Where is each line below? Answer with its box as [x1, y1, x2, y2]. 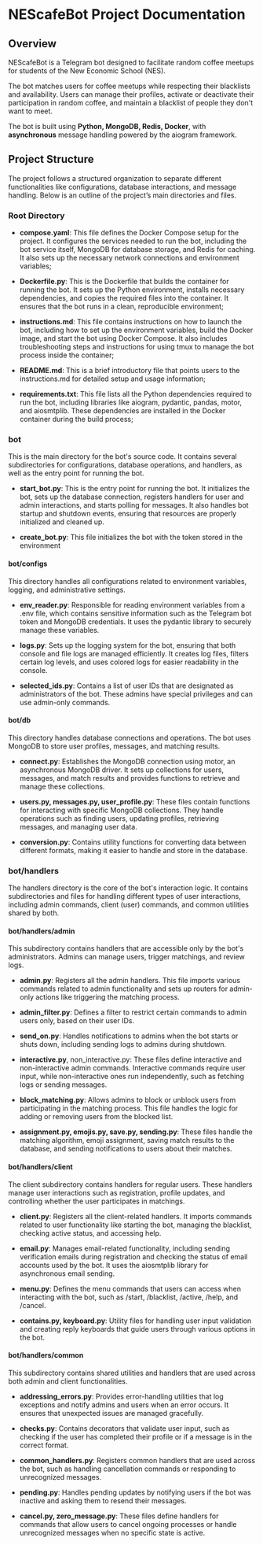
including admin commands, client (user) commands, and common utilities [8, 900, 250, 910]
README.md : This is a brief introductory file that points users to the [19, 366, 240, 375]
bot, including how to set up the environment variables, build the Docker [19, 325, 254, 335]
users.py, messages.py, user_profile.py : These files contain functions [19, 797, 250, 806]
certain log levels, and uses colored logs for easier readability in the [19, 657, 239, 667]
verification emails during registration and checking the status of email [19, 1251, 248, 1261]
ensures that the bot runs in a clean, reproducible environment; [19, 301, 224, 312]
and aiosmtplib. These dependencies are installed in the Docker [19, 406, 226, 416]
